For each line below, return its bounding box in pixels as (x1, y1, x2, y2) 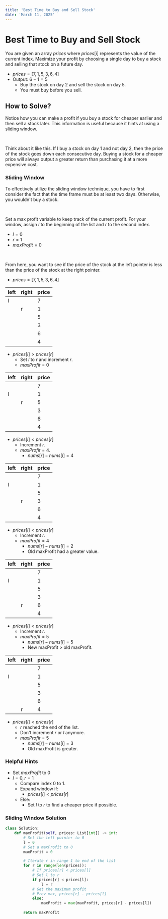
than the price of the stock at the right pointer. (5, 267, 101, 273)
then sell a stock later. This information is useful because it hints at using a (5, 121, 159, 127)
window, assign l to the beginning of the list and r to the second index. (5, 221, 150, 227)
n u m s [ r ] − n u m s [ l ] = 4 (27, 452, 74, 458)
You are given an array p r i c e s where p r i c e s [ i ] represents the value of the (5, 50, 156, 57)
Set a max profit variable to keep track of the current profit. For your (5, 216, 146, 222)
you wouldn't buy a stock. (5, 196, 59, 202)
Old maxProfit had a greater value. (27, 548, 99, 554)
